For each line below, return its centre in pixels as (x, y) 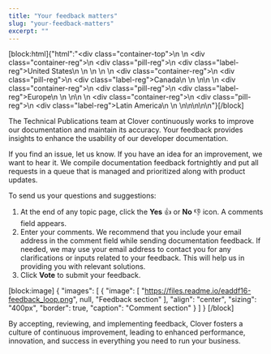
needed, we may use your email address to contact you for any (125, 250)
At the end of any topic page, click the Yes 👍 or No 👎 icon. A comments (142, 212)
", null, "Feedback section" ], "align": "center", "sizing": (165, 300)
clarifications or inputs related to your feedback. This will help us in (132, 258)
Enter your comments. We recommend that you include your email (131, 232)
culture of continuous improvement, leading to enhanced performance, (127, 332)
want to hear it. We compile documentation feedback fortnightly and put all (133, 163)
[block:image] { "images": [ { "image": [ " (77, 291)
